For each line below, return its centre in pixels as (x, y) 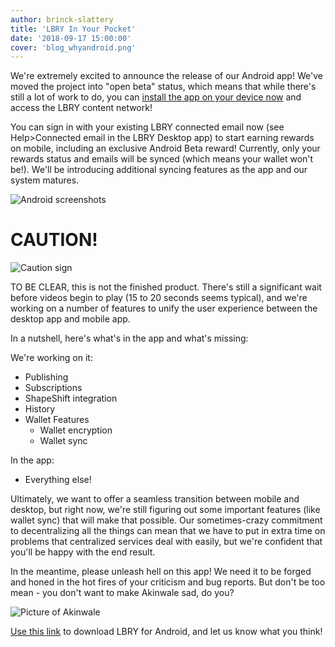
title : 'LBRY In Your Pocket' (73, 29)
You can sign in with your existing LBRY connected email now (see (147, 127)
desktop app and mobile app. (70, 319)
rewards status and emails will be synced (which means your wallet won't (162, 159)
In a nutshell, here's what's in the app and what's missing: (129, 338)
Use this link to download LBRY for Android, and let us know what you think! (166, 632)
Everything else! (58, 480)
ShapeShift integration (71, 398)
